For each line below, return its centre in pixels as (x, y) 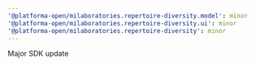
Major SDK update (38, 54)
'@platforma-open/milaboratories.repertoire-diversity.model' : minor (128, 16)
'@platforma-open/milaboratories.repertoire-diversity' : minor (117, 31)
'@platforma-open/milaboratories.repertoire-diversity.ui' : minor (122, 23)
